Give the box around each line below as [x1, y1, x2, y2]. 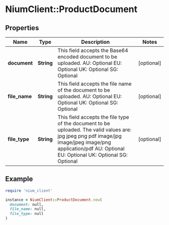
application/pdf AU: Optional [57, 145, 125, 152]
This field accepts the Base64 [57, 47, 128, 54]
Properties [5, 24, 39, 32]
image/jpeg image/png [57, 139, 112, 145]
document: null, [10, 202, 44, 207]
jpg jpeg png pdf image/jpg [57, 132, 122, 139]
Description [81, 39, 110, 45]
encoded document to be [57, 53, 117, 60]
